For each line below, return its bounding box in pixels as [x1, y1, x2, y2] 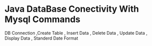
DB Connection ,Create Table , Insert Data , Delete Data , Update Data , [4, 30, 148, 36]
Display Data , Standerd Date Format [4, 35, 78, 41]
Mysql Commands [4, 14, 80, 25]
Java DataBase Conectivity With [4, 3, 139, 15]
